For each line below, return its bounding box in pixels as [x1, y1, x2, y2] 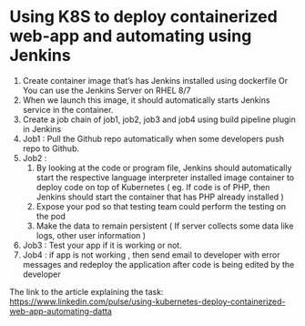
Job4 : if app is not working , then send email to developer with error [22, 249, 280, 260]
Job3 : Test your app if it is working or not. [22, 239, 182, 250]
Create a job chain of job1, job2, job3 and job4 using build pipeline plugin [22, 114, 296, 125]
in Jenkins [22, 123, 62, 134]
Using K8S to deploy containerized [9, 6, 278, 27]
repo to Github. [22, 143, 80, 154]
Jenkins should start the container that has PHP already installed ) [36, 191, 284, 202]
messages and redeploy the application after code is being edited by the [22, 259, 295, 270]
